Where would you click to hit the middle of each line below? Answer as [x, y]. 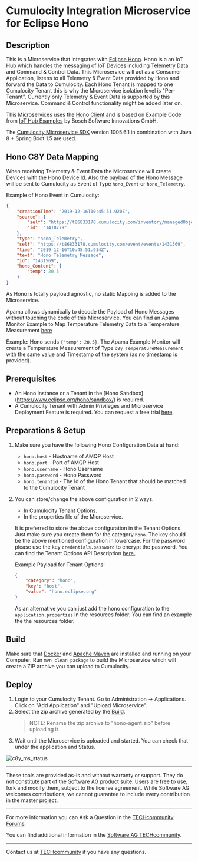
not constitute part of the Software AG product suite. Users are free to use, [97, 781]
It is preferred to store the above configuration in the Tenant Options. [98, 528]
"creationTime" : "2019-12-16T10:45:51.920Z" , [74, 211]
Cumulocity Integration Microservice [98, 11]
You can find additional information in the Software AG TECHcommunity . [94, 834]
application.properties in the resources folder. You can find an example [103, 615]
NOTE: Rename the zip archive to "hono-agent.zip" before [100, 723]
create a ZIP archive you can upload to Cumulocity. [68, 666]
